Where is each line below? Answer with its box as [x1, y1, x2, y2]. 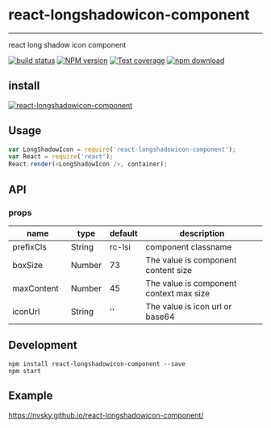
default [109, 228, 139, 239]
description [179, 228, 225, 239]
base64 [145, 311, 175, 322]
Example [8, 389, 53, 403]
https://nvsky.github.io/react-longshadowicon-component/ [8, 410, 204, 420]
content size [145, 264, 192, 275]
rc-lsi [109, 241, 131, 252]
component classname [145, 241, 232, 252]
